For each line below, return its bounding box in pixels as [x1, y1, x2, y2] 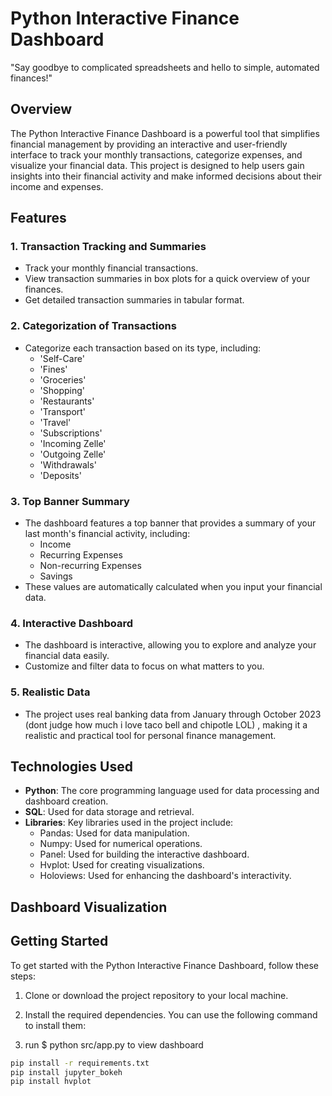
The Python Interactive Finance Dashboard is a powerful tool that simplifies [10, 127, 320, 139]
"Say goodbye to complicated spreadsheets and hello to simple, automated [10, 61, 320, 73]
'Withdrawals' [39, 458, 97, 471]
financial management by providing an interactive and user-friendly [10, 138, 288, 150]
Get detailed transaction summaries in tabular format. [24, 294, 245, 306]
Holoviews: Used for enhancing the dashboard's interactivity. [39, 870, 292, 882]
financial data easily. [24, 650, 110, 662]
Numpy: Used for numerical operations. [39, 838, 203, 850]
